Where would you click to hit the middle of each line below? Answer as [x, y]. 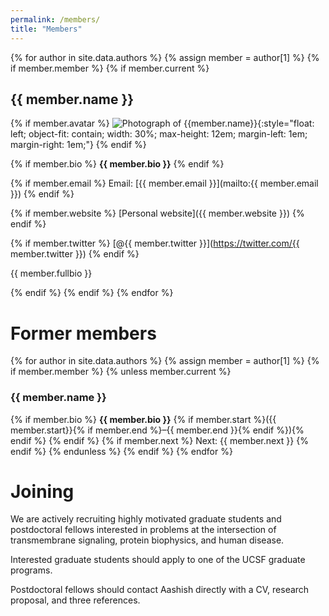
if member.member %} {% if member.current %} [110, 68]
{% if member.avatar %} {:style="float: [162, 123]
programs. [31, 570]
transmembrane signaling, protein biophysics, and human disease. [147, 540]
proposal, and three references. [75, 600]
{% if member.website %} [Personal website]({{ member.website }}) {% [157, 213]
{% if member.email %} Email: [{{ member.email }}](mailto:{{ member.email [164, 183]
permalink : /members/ [55, 19]
